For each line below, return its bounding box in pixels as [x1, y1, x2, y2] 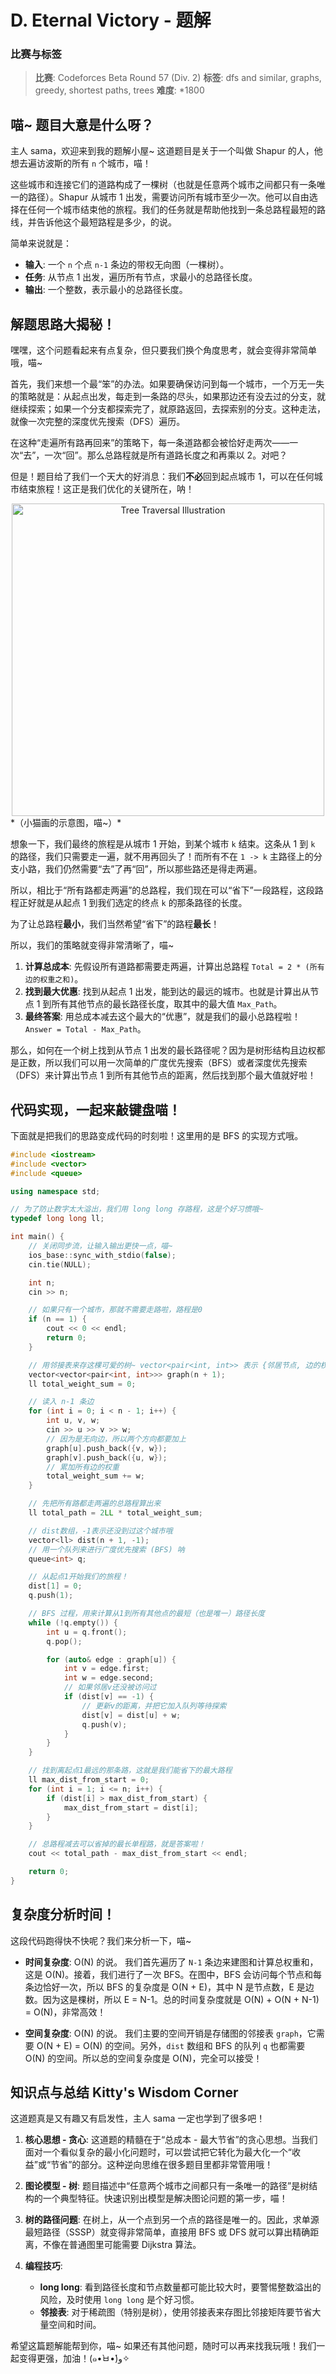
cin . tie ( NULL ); [28, 1259, 92, 1270]
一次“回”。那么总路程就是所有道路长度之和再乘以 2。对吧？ [44, 449, 288, 461]
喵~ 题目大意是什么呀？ [10, 116, 155, 133]
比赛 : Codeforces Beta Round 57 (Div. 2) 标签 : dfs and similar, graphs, [34, 72, 322, 84]
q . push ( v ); [81, 1719, 128, 1730]
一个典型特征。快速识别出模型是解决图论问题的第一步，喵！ [42, 2192, 288, 2205]
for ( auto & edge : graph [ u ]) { [46, 1654, 177, 1665]
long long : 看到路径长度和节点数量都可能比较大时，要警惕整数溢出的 [39, 2281, 322, 2293]
